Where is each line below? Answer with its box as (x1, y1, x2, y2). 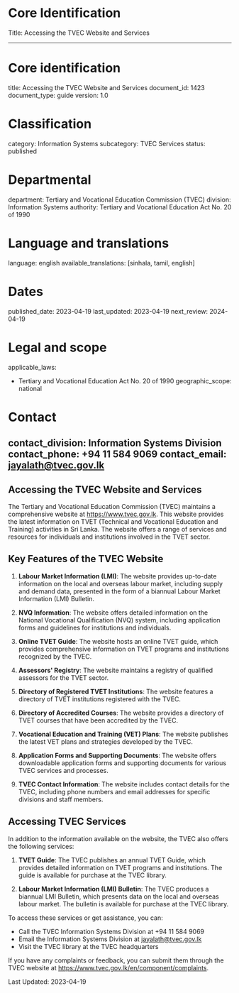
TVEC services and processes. (18, 766, 109, 774)
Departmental (8, 172, 91, 187)
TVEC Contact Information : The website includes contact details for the (18, 779, 230, 789)
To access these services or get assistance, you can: (8, 914, 164, 922)
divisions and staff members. (18, 795, 104, 803)
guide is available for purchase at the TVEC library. (18, 871, 167, 879)
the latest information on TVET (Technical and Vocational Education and (8, 517, 218, 526)
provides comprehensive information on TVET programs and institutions (18, 644, 230, 653)
